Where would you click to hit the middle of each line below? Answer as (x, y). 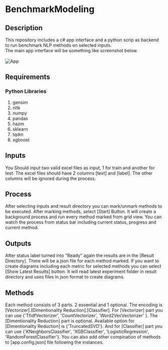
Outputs (18, 243)
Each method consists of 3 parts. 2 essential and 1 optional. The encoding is (84, 305)
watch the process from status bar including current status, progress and (81, 222)
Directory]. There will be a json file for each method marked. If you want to (82, 261)
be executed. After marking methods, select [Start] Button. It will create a (81, 212)
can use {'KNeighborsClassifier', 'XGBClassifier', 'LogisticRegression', (77, 331)
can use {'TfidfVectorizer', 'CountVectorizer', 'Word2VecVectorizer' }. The (81, 315)
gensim (20, 102)
